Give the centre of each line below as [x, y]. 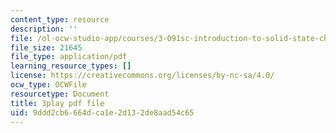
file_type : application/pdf [69, 57]
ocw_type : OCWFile [48, 85]
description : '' [44, 29]
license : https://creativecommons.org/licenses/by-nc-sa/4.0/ [142, 76]
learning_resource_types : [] [71, 66]
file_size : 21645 [46, 47]
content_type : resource [60, 19]
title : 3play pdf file [57, 103]
